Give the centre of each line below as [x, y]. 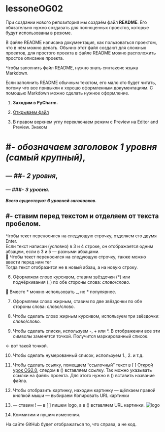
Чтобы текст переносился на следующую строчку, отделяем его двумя [81, 236]
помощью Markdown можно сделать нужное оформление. [67, 93]
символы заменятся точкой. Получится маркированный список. [81, 336]
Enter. [12, 241]
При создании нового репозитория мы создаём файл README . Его [76, 22]
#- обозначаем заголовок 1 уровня [81, 147]
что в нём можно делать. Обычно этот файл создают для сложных [76, 47]
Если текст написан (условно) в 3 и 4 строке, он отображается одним [80, 246]
